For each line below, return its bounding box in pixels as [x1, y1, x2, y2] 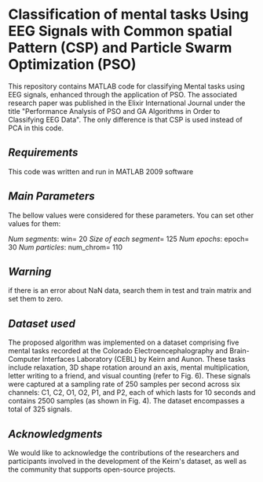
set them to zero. [8, 294, 64, 304]
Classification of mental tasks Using [8, 5, 249, 24]
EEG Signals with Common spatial [8, 22, 233, 40]
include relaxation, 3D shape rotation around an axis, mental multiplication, [8, 363, 250, 372]
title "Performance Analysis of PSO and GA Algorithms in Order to [8, 106, 221, 115]
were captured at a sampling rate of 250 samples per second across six [8, 379, 241, 389]
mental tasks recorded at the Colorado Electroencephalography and [8, 346, 228, 356]
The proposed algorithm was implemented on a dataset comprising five [8, 338, 239, 347]
